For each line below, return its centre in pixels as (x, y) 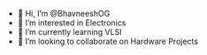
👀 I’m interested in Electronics (72, 23)
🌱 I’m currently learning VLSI (69, 32)
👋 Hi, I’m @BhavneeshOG (64, 14)
